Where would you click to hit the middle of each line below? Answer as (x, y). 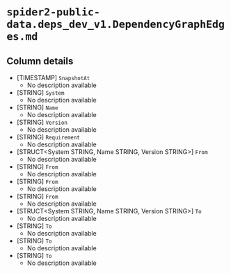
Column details (40, 61)
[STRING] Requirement (48, 137)
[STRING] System (40, 92)
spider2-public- (53, 12)
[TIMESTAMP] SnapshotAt (53, 78)
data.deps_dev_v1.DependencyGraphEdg (116, 25)
